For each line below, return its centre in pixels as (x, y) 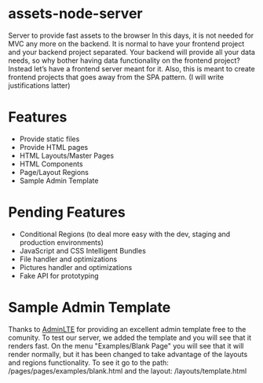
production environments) (62, 242)
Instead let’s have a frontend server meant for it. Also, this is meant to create (131, 68)
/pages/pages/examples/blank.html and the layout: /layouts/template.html (128, 370)
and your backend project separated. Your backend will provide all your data (131, 52)
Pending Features (67, 212)
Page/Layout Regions (54, 172)
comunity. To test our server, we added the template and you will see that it (130, 337)
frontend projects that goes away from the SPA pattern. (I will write (116, 77)
